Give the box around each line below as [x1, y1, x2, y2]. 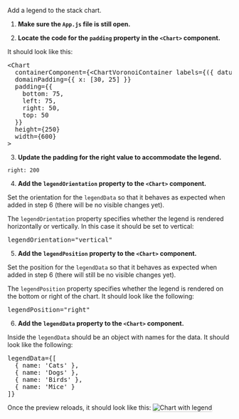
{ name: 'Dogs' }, [14, 368, 80, 376]
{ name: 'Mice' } [14, 383, 75, 390]
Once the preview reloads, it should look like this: [7, 403, 152, 412]
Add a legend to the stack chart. [7, 6, 102, 14]
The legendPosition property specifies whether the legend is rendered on [7, 284, 224, 293]
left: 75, [22, 97, 57, 105]
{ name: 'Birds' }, [14, 376, 83, 383]
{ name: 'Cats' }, [14, 361, 80, 369]
